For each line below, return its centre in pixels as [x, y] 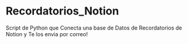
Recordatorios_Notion [62, 11]
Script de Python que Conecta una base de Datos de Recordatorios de [94, 28]
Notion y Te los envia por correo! [47, 34]
